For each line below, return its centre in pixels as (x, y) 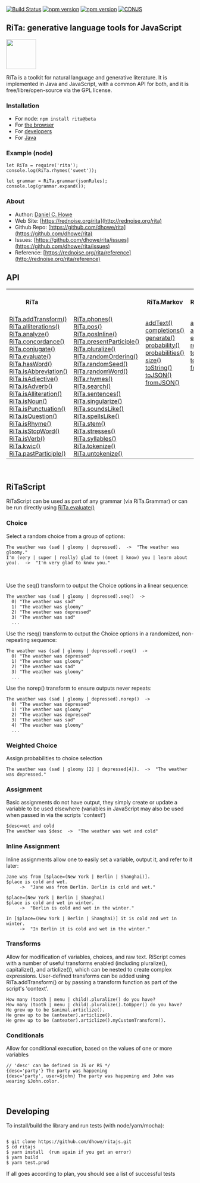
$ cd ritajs (21, 1147)
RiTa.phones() (93, 319)
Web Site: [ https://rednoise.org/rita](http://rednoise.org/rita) (88, 220)
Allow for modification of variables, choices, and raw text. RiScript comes (96, 957)
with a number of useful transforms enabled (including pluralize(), (87, 963)
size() (153, 360)
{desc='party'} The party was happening (57, 1071)
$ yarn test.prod (28, 1162)
